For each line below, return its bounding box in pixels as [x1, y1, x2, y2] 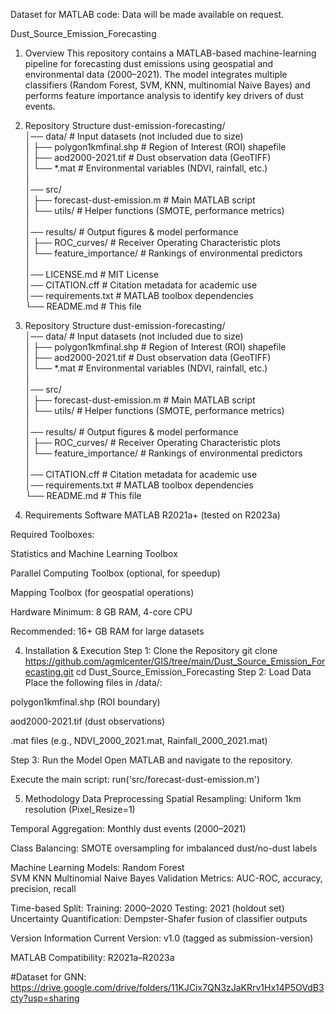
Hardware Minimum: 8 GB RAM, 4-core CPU [10, 606, 193, 618]
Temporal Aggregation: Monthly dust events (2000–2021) [10, 823, 247, 834]
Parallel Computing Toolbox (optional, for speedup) [10, 567, 221, 579]
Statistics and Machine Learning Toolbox [10, 548, 178, 559]
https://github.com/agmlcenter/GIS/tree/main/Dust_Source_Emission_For [24, 655, 326, 667]
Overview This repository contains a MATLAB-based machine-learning [24, 47, 317, 59]
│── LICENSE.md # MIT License [24, 269, 159, 280]
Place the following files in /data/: [24, 677, 163, 688]
